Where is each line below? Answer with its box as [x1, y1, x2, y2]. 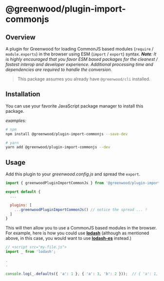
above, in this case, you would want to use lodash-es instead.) [5, 235, 132, 241]
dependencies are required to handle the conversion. [5, 67, 112, 72]
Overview [5, 33, 36, 41]
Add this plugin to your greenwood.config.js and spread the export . [5, 171, 141, 177]
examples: [5, 118, 26, 123]
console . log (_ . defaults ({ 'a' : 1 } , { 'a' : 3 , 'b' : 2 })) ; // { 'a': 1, [5, 271, 159, 276]
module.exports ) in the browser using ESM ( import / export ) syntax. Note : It [5, 51, 157, 57]
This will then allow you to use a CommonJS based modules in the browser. [5, 225, 157, 231]
